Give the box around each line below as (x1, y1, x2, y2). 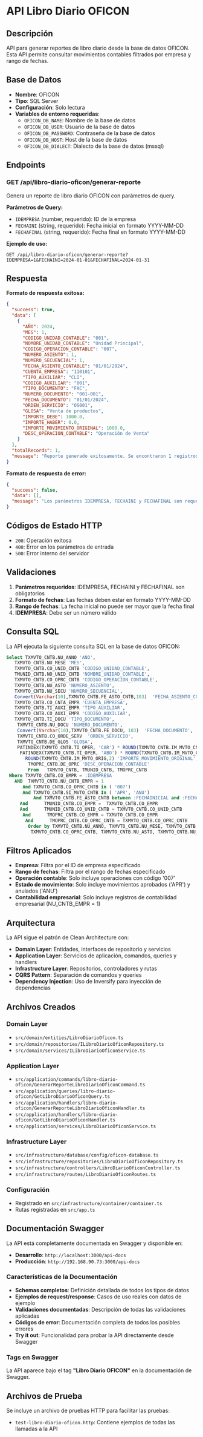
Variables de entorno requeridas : (14, 110, 100, 117)
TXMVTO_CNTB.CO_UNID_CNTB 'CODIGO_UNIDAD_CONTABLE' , (14, 666, 150, 672)
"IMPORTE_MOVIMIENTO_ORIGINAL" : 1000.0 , (22, 425, 126, 431)
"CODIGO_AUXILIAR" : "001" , (22, 380, 91, 386)
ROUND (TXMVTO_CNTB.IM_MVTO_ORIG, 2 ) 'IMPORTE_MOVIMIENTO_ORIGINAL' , (25, 756, 199, 762)
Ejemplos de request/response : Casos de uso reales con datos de (14, 1293, 182, 1300)
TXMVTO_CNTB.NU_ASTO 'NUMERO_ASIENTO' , (14, 682, 115, 689)
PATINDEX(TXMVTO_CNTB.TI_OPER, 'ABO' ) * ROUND (19, 750, 139, 756)
